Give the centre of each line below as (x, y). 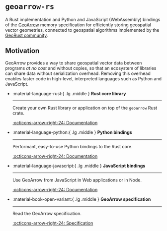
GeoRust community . (27, 35)
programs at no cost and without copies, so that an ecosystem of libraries (81, 68)
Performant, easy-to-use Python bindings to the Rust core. (72, 146)
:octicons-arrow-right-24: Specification (53, 223)
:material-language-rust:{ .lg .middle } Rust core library (69, 93)
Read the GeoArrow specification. (47, 213)
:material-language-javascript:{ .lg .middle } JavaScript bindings (79, 166)
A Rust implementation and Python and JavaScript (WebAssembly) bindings (83, 19)
